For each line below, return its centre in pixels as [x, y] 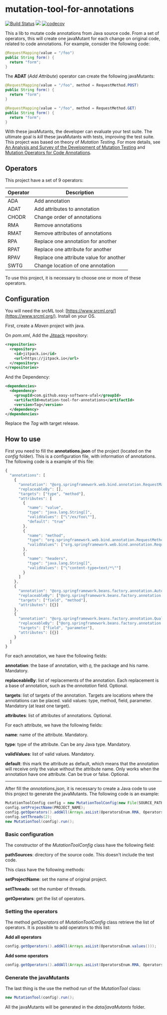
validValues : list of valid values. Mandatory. [50, 754]
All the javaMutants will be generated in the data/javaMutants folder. [75, 1007]
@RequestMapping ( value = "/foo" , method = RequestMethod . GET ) [71, 108]
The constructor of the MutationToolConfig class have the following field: [80, 845]
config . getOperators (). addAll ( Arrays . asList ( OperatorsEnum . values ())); [81, 946]
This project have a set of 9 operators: [44, 181]
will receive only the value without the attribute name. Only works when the [82, 769]
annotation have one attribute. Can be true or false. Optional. [67, 774]
